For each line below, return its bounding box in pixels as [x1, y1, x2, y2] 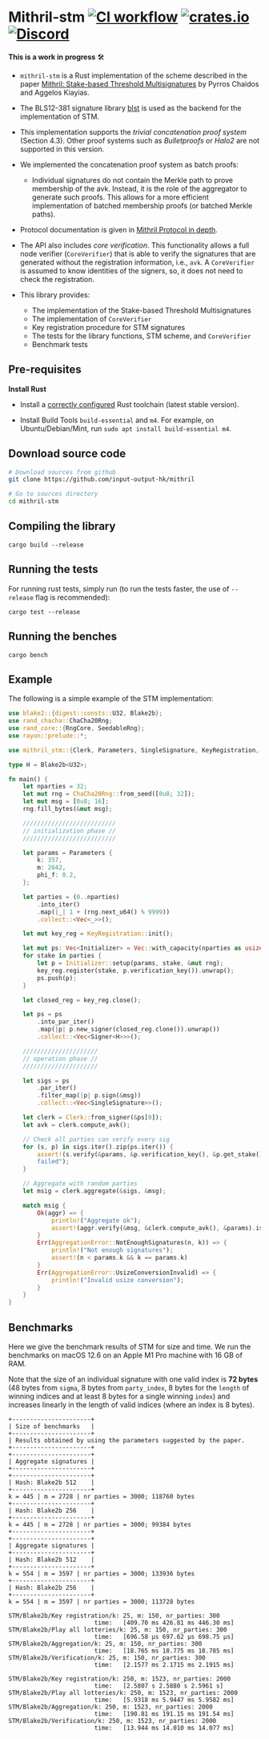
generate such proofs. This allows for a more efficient [31, 192, 210, 202]
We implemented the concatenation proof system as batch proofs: [19, 159, 239, 169]
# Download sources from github [8, 468, 116, 476]
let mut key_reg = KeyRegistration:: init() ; [22, 930, 174, 938]
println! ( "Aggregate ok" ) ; [50, 1216, 142, 1225]
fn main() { [8, 775, 48, 783]
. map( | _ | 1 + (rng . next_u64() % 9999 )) [37, 908, 171, 916]
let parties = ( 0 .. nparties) [22, 893, 120, 901]
